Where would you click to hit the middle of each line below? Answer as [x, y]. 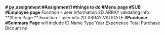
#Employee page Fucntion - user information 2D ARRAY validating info [77, 12]
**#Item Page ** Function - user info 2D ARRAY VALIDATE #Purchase [76, 17]
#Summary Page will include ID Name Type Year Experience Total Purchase [83, 23]
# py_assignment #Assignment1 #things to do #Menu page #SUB [73, 7]
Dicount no [16, 28]
